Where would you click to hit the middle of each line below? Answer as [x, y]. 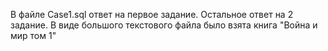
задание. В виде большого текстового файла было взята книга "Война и [164, 25]
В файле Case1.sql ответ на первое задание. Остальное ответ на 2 [152, 14]
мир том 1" [33, 35]
